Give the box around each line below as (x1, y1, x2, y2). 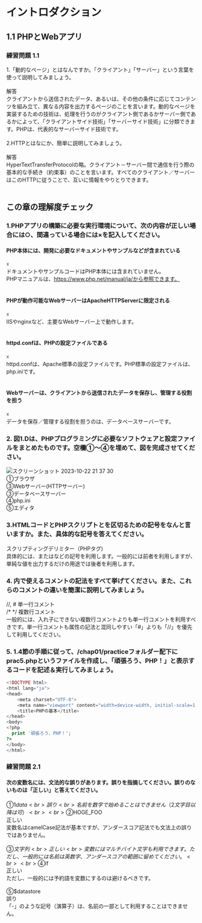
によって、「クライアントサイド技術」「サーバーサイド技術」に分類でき (16, 117, 191, 125)
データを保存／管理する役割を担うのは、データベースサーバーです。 (6, 418, 174, 425)
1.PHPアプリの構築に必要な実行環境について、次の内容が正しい (6, 222, 190, 230)
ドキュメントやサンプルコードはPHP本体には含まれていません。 (6, 268, 165, 275)
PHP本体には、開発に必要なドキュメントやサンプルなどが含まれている (6, 246, 181, 254)
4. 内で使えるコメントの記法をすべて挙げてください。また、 (6, 576, 180, 585)
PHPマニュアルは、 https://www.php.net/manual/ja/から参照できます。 (6, 275, 180, 283)
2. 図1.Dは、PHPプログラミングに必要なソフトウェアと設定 (6, 434, 177, 442)
